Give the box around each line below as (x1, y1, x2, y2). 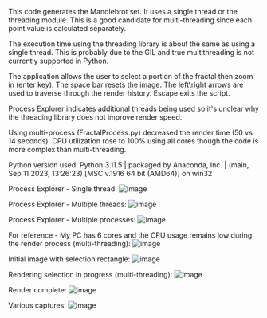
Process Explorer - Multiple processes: (8, 215, 136, 224)
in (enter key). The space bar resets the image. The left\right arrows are (8, 80, 244, 89)
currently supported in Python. (8, 56, 109, 65)
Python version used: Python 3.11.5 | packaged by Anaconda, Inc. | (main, (8, 160, 249, 170)
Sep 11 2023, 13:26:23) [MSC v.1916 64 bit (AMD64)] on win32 (8, 169, 213, 178)
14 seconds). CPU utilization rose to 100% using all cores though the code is (8, 136, 259, 146)
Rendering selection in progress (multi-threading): (8, 270, 173, 279)
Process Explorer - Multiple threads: (8, 199, 128, 209)
